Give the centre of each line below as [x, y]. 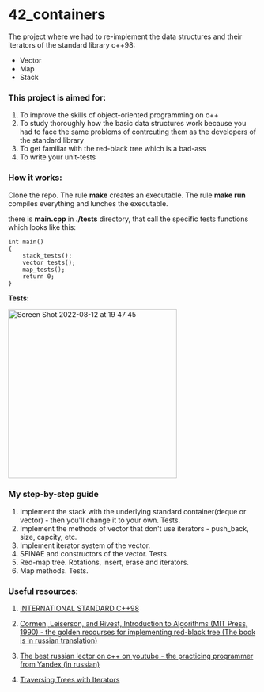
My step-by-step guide [53, 495]
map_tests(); [44, 270]
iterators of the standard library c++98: [72, 44]
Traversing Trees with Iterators [70, 680]
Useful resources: [43, 591]
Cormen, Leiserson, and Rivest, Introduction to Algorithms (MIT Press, [134, 624]
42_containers [57, 15]
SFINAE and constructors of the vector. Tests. [94, 553]
